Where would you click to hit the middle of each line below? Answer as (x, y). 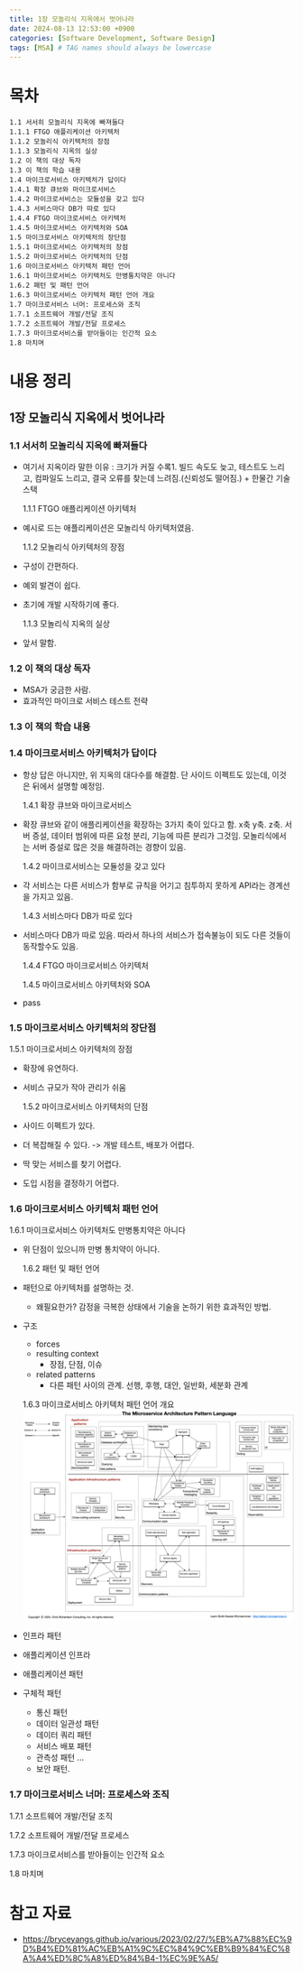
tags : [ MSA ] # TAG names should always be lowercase (110, 48)
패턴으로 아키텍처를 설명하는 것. (78, 1288)
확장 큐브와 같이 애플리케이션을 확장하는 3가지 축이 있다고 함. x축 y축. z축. (152, 824)
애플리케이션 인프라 (56, 1655)
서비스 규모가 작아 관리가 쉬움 (74, 1087)
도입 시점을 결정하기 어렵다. (71, 1183)
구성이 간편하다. (50, 566)
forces (48, 1344)
